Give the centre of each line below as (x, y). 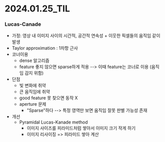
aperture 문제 (33, 104)
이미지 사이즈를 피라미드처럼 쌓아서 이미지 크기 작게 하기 (81, 128)
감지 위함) (34, 73)
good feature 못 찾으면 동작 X (48, 98)
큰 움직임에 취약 (35, 92)
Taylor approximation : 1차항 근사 (45, 48)
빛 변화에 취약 (33, 86)
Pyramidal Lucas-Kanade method (53, 122)
